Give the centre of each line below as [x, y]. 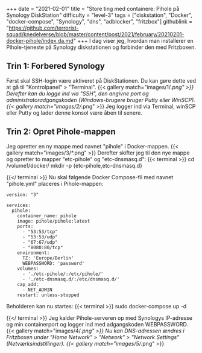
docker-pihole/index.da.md [40, 41]
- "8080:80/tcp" [43, 247]
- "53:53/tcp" [40, 232]
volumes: [28, 269]
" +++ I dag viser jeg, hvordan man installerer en [134, 41]
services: [19, 205]
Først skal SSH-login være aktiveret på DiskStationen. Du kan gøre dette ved [101, 80]
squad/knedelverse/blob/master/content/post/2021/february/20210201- [95, 34]
